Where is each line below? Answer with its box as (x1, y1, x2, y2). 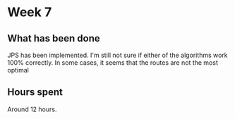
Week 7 (7, 4, 52, 20)
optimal (7, 66, 30, 74)
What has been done (7, 32, 100, 44)
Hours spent (7, 86, 64, 99)
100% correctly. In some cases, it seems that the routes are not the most (7, 58, 219, 67)
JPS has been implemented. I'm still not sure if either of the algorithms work (7, 51, 228, 59)
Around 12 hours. (7, 105, 57, 113)
